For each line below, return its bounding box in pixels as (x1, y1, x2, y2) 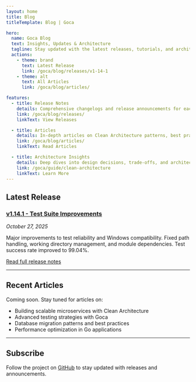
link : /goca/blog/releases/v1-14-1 (21, 68, 108, 74)
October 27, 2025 (6, 223, 48, 230)
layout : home (6, 8, 38, 15)
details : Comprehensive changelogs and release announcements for (16, 106, 181, 112)
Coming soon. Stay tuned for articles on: (6, 296, 103, 303)
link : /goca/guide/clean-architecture (16, 165, 111, 171)
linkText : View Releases (16, 116, 77, 123)
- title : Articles (11, 127, 57, 133)
